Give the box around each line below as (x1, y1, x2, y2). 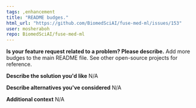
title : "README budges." (6, 14, 69, 21)
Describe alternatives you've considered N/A (6, 84, 122, 91)
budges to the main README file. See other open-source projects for (6, 54, 178, 62)
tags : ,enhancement (6, 8, 55, 15)
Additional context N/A (6, 96, 65, 103)
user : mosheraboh (6, 25, 50, 32)
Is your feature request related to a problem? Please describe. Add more (6, 48, 191, 55)
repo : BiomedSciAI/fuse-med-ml (6, 31, 85, 37)
